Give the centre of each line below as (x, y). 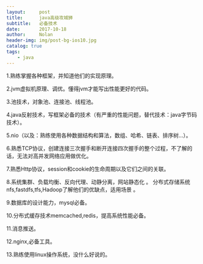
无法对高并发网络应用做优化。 (54, 156)
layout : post (28, 12)
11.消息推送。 (23, 228)
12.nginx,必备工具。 (31, 241)
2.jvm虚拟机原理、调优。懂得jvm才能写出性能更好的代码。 (79, 89)
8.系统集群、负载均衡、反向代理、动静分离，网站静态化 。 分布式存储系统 (98, 182)
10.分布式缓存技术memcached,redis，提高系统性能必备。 (78, 215)
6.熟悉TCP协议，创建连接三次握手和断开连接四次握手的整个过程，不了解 (97, 148)
